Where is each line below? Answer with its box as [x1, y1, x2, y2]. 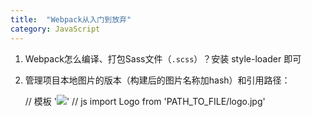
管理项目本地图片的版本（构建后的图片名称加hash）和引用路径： [24, 74, 291, 86]
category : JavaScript [10, 24, 101, 34]
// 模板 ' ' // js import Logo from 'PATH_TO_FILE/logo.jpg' [24, 95, 266, 107]
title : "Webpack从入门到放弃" [10, 14, 132, 25]
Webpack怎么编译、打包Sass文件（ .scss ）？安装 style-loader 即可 [24, 52, 302, 65]
